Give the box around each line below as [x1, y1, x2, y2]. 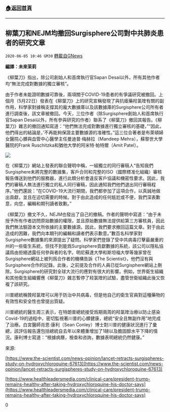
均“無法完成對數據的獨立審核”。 [5, 81, 72, 87]
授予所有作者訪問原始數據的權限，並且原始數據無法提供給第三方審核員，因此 [5, 218, 165, 224]
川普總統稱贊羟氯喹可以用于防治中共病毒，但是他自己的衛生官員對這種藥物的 [5, 292, 165, 298]
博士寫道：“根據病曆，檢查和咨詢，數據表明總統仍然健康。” [22, 334, 145, 340]
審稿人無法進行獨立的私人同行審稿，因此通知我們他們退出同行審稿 [14, 182, 152, 188]
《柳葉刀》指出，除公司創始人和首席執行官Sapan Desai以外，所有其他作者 [5, 75, 160, 81]
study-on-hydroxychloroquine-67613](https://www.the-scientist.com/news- [5, 361, 163, 367]
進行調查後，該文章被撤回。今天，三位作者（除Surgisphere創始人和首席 [5, 111, 155, 117]
